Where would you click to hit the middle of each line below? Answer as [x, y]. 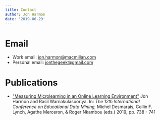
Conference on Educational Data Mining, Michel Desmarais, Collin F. [82, 107]
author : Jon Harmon [25, 14]
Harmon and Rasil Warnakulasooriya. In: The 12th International [76, 102]
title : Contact [21, 10]
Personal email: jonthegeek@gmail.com [53, 62]
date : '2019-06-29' [25, 19]
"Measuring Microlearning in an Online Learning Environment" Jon [80, 96]
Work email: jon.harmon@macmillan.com [54, 57]
